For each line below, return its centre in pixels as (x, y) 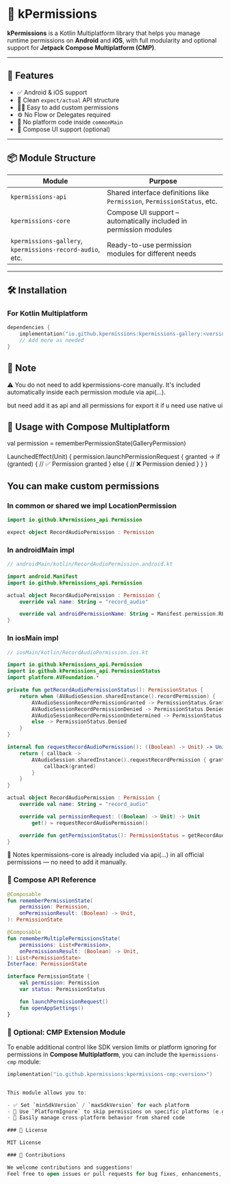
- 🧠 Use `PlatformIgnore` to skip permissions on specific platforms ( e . (115, 1112)
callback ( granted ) (70, 766)
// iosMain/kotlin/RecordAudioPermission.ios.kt (78, 652)
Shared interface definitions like (158, 192)
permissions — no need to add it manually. (67, 862)
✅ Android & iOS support (52, 92)
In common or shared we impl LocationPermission (92, 506)
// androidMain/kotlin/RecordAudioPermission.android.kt (90, 564)
